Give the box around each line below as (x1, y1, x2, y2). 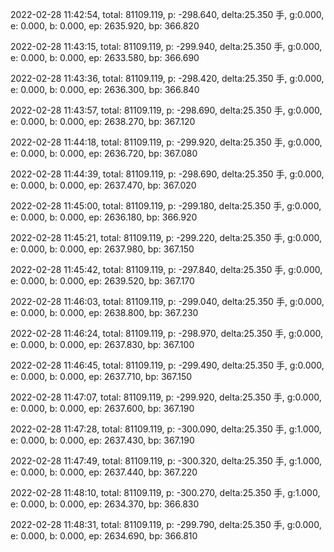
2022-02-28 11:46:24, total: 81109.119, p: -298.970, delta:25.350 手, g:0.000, (10, 328, 324, 339)
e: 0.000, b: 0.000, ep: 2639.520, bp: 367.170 (10, 275, 195, 287)
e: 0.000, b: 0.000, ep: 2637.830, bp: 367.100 (10, 339, 195, 350)
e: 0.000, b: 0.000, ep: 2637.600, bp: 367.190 (10, 403, 195, 414)
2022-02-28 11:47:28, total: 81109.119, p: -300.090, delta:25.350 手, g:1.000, (10, 423, 322, 435)
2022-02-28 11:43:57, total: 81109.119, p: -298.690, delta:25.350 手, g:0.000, (10, 104, 323, 116)
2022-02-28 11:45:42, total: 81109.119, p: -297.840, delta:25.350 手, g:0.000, (10, 264, 323, 275)
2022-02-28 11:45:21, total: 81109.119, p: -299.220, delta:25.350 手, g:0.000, (10, 232, 323, 243)
